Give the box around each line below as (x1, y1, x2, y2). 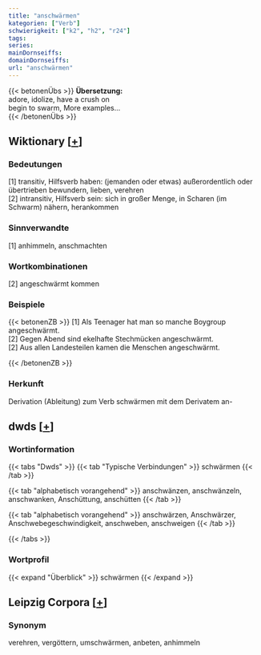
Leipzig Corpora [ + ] (8, 596, 108, 609)
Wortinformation (8, 443, 74, 455)
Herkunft (8, 378, 44, 390)
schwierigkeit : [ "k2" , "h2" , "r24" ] (8, 26, 130, 34)
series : (8, 42, 34, 50)
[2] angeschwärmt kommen (8, 279, 100, 289)
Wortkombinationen (8, 261, 88, 272)
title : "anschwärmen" (8, 11, 81, 20)
